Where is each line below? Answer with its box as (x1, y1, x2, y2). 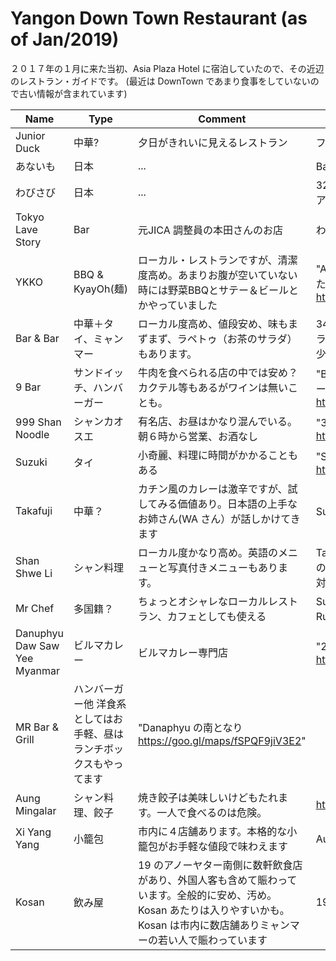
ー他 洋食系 (73, 697, 127, 711)
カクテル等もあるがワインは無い (137, 380, 288, 394)
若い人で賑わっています (157, 933, 268, 947)
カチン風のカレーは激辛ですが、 (137, 482, 288, 496)
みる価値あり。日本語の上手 (157, 497, 288, 511)
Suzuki (15, 455, 48, 469)
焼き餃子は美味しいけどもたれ (137, 790, 278, 804)
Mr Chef (15, 601, 55, 615)
